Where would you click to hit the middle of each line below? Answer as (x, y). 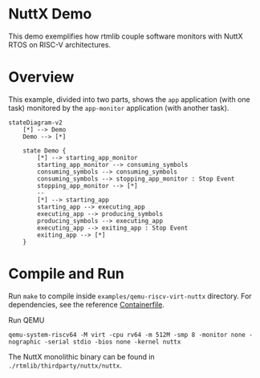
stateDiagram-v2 (35, 122)
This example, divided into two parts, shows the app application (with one (129, 99)
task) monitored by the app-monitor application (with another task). (119, 108)
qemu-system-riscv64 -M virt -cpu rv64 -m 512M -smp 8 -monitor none (127, 335)
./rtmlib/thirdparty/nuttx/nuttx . (65, 365)
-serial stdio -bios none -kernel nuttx (112, 342)
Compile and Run (66, 274)
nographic (25, 342)
